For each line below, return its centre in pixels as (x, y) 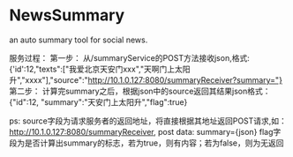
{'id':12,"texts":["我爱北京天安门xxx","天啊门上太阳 (100, 69)
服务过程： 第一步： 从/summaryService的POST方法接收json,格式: (129, 57)
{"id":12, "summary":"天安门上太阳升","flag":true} (98, 101)
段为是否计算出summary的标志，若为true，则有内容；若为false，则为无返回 (146, 143)
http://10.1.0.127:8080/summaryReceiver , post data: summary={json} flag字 (145, 131)
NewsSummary (67, 15)
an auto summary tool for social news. (79, 40)
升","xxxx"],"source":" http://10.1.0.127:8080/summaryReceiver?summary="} (146, 79)
